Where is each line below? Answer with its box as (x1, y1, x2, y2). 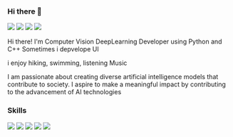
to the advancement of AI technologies (7, 88, 122, 96)
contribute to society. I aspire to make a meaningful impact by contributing (7, 80, 227, 88)
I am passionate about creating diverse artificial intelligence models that (7, 73, 219, 81)
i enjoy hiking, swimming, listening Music (7, 59, 128, 67)
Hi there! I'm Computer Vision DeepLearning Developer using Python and (7, 37, 222, 46)
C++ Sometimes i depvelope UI (7, 45, 99, 54)
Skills (7, 106, 27, 116)
